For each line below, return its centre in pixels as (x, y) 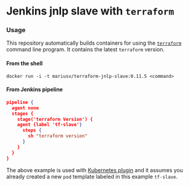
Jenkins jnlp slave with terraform (90, 11)
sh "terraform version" (58, 136)
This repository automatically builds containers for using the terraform (94, 43)
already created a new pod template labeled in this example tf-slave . (92, 176)
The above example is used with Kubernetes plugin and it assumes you (94, 170)
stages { (23, 114)
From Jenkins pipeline (35, 89)
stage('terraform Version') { (55, 119)
